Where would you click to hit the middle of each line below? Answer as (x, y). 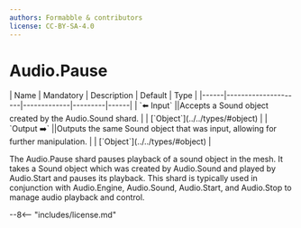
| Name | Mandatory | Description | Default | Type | (104, 96)
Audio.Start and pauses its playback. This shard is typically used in (134, 178)
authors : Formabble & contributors (76, 18)
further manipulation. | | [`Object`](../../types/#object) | (110, 141)
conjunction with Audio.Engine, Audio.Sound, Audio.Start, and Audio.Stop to (151, 188)
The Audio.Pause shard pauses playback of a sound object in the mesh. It (146, 160)
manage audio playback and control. (77, 197)
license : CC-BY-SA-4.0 (52, 26)
